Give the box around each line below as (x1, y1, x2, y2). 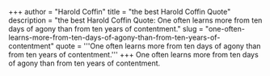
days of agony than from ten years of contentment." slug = (8, 24, 204, 33)
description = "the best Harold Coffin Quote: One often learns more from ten (8, 15, 263, 25)
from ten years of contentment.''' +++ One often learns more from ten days (8, 50, 259, 59)
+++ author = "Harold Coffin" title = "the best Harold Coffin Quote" (8, 7, 231, 16)
